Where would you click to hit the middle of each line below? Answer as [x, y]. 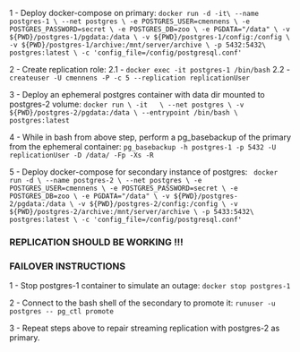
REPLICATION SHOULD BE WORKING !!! [96, 242]
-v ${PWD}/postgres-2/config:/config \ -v [158, 204]
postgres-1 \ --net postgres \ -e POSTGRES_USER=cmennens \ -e [130, 21]
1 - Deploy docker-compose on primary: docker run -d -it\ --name [134, 13]
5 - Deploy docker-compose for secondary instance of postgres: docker [144, 172]
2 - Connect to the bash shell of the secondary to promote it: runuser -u [142, 303]
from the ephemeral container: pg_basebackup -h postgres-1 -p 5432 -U [143, 146]
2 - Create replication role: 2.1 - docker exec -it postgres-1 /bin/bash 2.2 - [150, 69]
